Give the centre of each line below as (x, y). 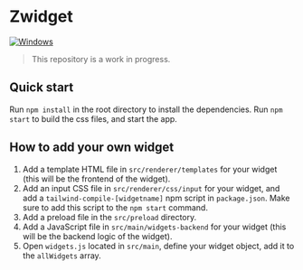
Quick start (42, 88)
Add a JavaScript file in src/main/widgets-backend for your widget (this (154, 227)
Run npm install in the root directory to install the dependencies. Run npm (146, 109)
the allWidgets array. (62, 256)
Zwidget (42, 17)
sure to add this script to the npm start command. (115, 207)
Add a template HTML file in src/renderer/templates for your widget (150, 169)
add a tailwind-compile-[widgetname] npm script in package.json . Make (156, 198)
